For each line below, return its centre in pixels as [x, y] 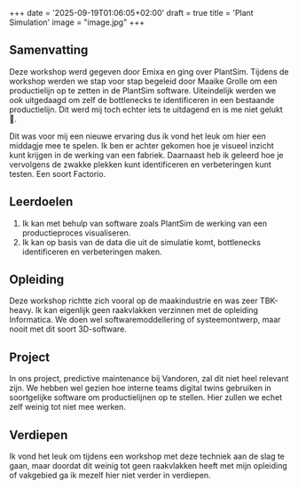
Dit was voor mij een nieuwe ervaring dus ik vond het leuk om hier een [137, 136]
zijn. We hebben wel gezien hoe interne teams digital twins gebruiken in [141, 388]
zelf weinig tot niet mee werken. [68, 407]
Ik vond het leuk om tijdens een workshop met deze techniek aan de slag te [147, 456]
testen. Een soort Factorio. [58, 173]
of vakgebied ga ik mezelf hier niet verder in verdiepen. [110, 476]
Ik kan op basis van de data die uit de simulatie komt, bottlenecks [141, 242]
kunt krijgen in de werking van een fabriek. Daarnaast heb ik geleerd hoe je [146, 155]
